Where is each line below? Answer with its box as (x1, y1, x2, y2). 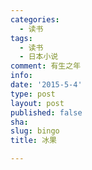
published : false (10, 107, 83, 118)
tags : (10, 33, 33, 43)
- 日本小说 (19, 52, 59, 62)
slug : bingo (10, 126, 60, 136)
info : (10, 71, 33, 81)
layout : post (10, 98, 65, 108)
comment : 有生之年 (10, 61, 82, 71)
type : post (10, 89, 56, 99)
